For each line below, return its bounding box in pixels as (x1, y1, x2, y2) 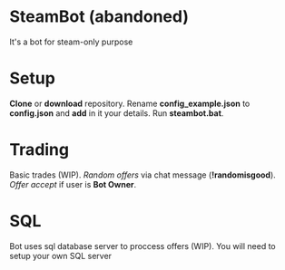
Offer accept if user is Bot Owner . (9, 178, 137, 189)
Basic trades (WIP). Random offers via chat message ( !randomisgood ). (9, 169, 277, 180)
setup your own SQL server (9, 250, 112, 261)
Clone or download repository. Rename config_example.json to (9, 98, 251, 109)
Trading (9, 140, 70, 160)
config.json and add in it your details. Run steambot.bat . (9, 107, 224, 119)
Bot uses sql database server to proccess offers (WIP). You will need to (9, 240, 276, 251)
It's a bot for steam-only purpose (9, 36, 133, 47)
